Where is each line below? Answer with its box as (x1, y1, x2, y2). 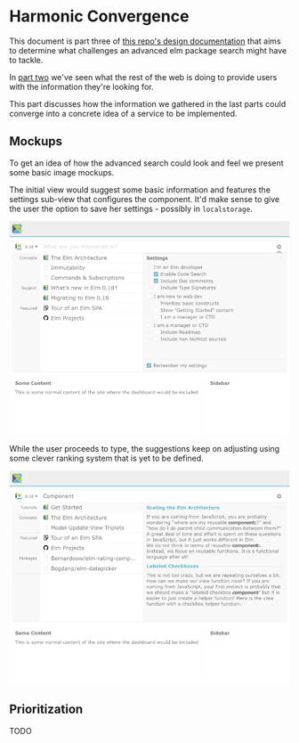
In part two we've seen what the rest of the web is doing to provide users (9, 71, 278, 82)
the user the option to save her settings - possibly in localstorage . (9, 203, 253, 214)
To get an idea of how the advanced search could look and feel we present (9, 158, 284, 168)
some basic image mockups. (9, 167, 115, 177)
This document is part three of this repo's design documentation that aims (9, 36, 282, 46)
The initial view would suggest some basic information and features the (9, 184, 271, 195)
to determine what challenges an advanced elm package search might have (9, 45, 287, 55)
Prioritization (9, 702, 84, 717)
